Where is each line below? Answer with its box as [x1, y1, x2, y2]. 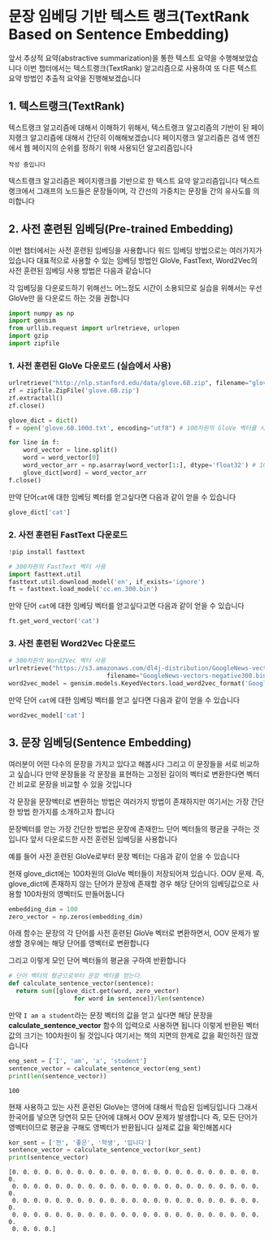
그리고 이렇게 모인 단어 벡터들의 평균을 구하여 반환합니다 [8, 956, 187, 966]
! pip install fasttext [8, 547, 85, 556]
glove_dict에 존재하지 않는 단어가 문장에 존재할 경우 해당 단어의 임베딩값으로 [8, 879, 250, 888]
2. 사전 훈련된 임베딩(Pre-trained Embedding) [8, 223, 234, 236]
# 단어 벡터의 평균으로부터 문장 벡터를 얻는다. [8, 972, 144, 980]
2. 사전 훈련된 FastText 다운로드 [8, 529, 128, 540]
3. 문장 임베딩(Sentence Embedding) [8, 736, 193, 750]
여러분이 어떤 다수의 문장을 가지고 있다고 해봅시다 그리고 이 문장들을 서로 [8, 758, 238, 768]
